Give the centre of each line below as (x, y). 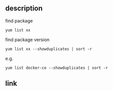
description (24, 8)
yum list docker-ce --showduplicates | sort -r (57, 68)
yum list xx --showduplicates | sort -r (49, 49)
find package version (27, 39)
